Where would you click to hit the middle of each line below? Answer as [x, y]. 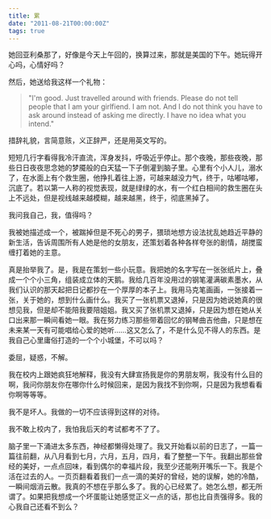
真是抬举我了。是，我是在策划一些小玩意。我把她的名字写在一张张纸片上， [132, 270]
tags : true [27, 31]
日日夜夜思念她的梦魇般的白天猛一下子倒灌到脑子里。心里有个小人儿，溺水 [139, 168]
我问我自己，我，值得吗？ [51, 216]
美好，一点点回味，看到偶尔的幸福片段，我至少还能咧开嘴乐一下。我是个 [142, 467]
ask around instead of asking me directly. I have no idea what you [137, 115]
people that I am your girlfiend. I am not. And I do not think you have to [145, 107]
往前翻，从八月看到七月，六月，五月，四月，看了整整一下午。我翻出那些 [135, 456]
